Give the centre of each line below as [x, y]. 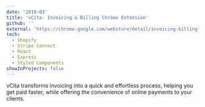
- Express [24, 57]
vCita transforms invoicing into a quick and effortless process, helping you [100, 86]
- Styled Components [38, 63]
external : [19, 29]
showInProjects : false [35, 68]
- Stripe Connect [34, 46]
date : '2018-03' [27, 12]
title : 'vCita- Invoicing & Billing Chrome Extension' [77, 18]
